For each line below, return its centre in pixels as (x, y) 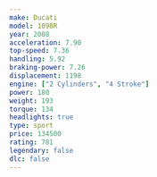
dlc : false (29, 159)
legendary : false (41, 150)
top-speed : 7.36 (39, 51)
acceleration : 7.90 (45, 42)
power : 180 (29, 92)
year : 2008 (29, 34)
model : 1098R (33, 26)
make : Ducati (33, 17)
